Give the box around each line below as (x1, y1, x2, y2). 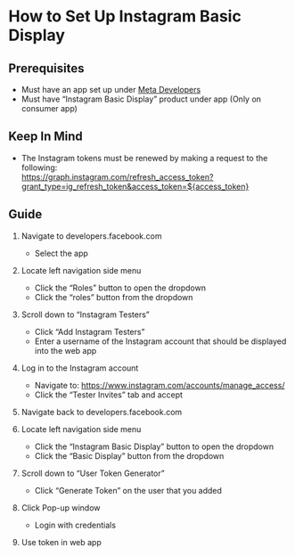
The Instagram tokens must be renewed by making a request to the (20, 152, 268, 163)
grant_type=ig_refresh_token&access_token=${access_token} (20, 181, 250, 192)
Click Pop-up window (20, 502, 101, 513)
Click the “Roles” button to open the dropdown (34, 282, 207, 293)
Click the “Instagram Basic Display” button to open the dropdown (34, 441, 274, 452)
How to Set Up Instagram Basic (8, 6, 242, 27)
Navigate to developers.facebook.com (20, 230, 162, 241)
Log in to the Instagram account (20, 363, 139, 373)
